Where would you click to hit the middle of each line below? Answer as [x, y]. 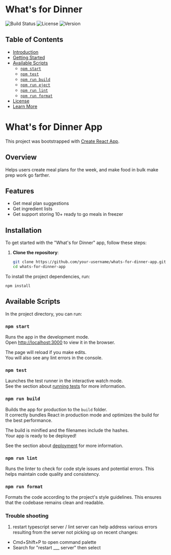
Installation [23, 230]
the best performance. [29, 420]
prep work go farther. [28, 175]
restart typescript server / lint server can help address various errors [85, 527]
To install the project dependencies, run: [48, 276]
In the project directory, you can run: [44, 314]
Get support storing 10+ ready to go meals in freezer [68, 214]
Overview [21, 157]
